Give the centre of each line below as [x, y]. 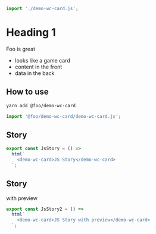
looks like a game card [42, 60]
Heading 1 [31, 32]
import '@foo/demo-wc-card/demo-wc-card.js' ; [63, 116]
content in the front [38, 67]
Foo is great [21, 49]
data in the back [35, 73]
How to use [27, 92]
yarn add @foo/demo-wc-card [41, 105]
